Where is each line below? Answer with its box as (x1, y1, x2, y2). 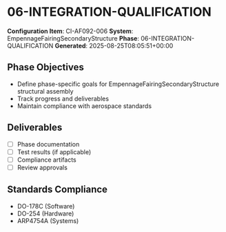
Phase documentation (17, 140, 80, 148)
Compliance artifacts (17, 156, 77, 164)
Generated (54, 41, 86, 50)
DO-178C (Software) (17, 202, 75, 210)
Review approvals (17, 163, 68, 171)
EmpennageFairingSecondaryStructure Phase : (7, 34, 140, 42)
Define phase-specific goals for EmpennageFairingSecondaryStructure (17, 80, 219, 88)
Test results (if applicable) (17, 147, 92, 156)
